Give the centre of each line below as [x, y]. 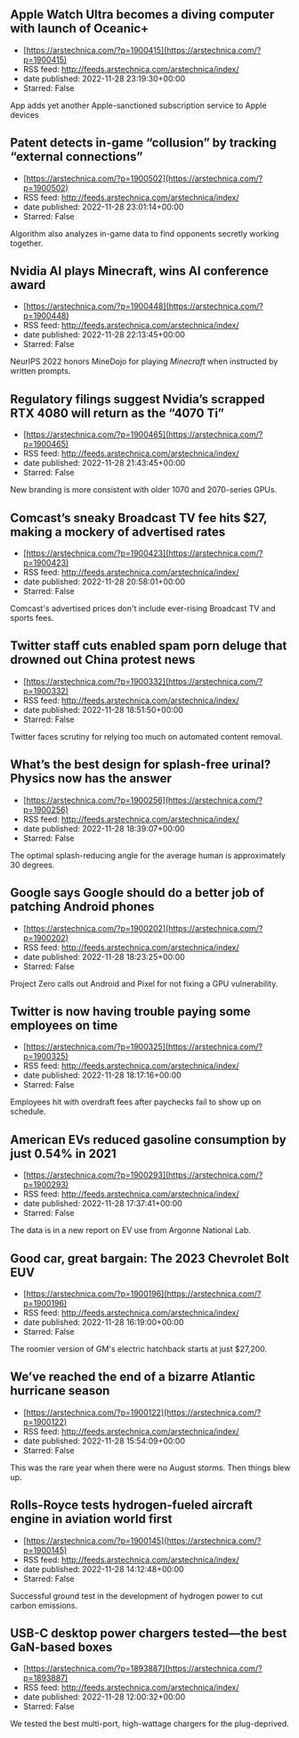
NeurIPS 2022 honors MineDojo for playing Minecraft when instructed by [144, 361]
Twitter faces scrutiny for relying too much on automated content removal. [146, 736]
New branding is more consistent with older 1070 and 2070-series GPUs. [144, 490]
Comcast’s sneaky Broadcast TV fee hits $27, [139, 518]
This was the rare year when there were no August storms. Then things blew [150, 1468]
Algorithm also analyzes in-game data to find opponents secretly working [145, 233]
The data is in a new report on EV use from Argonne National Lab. [131, 1230]
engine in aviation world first [91, 1519]
